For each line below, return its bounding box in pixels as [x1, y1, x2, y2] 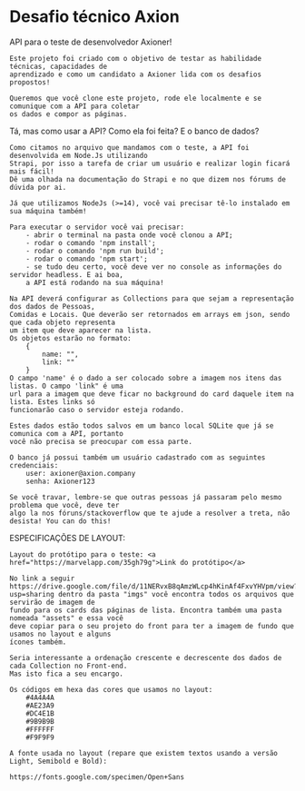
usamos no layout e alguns [9, 629, 112, 638]
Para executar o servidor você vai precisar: [9, 222, 184, 232]
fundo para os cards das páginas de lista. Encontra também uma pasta [9, 606, 282, 615]
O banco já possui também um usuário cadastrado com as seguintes [9, 452, 266, 462]
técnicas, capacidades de [9, 62, 107, 71]
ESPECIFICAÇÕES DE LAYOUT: [9, 532, 125, 543]
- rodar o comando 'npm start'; [25, 254, 148, 263]
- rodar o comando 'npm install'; [25, 238, 156, 247]
